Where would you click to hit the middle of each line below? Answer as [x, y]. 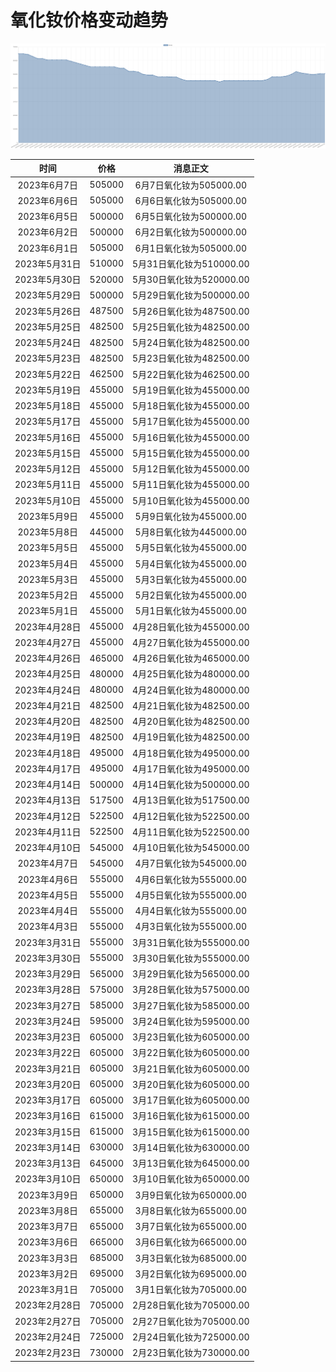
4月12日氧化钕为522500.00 [191, 816]
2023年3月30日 [48, 958]
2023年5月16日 [48, 437]
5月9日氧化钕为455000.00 [191, 516]
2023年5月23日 [48, 358]
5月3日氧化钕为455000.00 [191, 579]
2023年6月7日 [47, 185]
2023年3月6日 [47, 1242]
